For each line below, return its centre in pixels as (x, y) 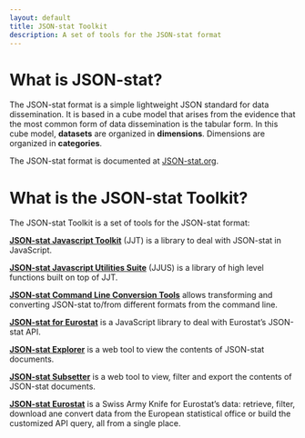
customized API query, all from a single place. (95, 423)
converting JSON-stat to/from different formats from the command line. (143, 304)
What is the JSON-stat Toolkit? (129, 198)
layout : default (40, 18)
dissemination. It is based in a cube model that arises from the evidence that (152, 114)
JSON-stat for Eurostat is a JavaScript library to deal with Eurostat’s (138, 323)
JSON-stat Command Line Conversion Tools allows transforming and (141, 295)
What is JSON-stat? (86, 80)
